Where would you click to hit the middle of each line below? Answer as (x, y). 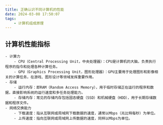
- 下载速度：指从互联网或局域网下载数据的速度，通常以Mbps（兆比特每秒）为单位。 (86, 113)
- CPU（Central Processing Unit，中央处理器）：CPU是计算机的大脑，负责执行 (85, 62)
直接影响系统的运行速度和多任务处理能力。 (49, 93)
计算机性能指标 (28, 44)
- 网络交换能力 (18, 108)
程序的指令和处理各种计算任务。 (32, 67)
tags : (10, 18)
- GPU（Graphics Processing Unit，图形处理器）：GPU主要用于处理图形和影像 (84, 72)
